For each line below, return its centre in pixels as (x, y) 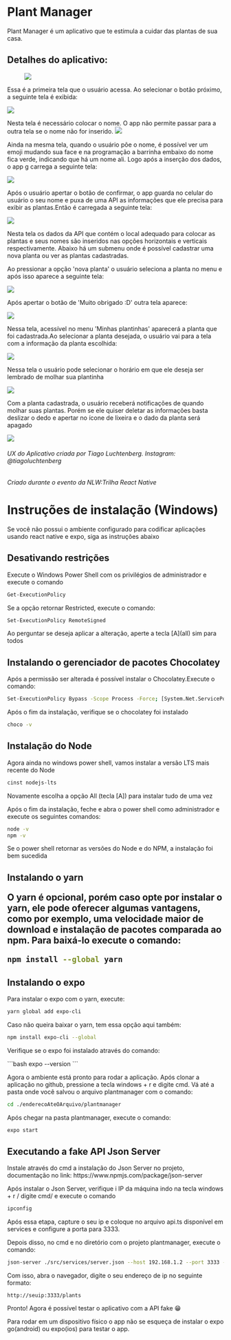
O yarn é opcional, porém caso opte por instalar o (115, 897)
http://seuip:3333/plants (44, 1296)
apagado (20, 425)
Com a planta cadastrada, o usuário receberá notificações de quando (106, 403)
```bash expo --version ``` (43, 1063)
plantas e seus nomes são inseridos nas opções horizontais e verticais (107, 241)
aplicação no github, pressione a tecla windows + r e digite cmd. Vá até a (111, 1084)
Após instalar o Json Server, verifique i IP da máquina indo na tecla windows (115, 1189)
